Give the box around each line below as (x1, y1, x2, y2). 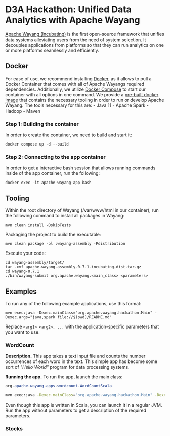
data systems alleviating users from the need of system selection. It (5, 37, 146, 43)
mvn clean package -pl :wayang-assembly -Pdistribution (5, 241, 125, 246)
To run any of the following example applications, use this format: (5, 300, 142, 306)
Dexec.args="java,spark (5, 314, 56, 320)
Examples (5, 287, 37, 296)
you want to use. (5, 329, 40, 335)
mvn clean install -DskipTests (5, 223, 71, 228)
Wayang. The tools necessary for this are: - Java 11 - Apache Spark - (5, 102, 149, 108)
